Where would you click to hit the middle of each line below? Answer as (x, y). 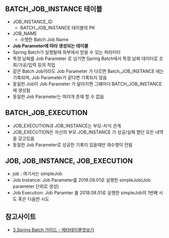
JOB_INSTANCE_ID (33, 21)
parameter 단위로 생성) (36, 186)
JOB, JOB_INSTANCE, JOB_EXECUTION (69, 161)
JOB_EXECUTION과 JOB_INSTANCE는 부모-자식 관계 (67, 125)
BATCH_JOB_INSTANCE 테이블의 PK (57, 27)
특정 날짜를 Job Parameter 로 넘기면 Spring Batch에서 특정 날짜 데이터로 (85, 58)
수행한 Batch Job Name (44, 39)
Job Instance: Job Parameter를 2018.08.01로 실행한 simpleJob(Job (81, 180)
